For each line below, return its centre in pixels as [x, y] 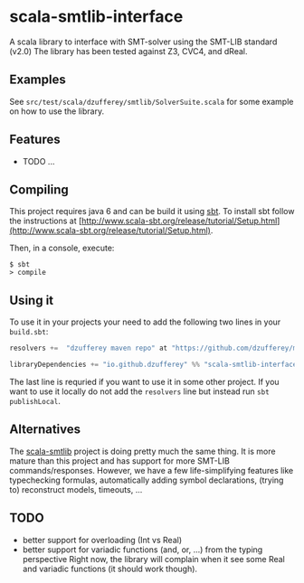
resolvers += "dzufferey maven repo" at [89, 348]
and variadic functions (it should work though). [109, 569]
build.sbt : [29, 332]
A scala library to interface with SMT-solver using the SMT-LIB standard [143, 42]
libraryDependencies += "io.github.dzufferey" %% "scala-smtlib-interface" [155, 365]
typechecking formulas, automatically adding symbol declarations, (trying [147, 480]
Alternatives [45, 430]
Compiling [39, 189]
